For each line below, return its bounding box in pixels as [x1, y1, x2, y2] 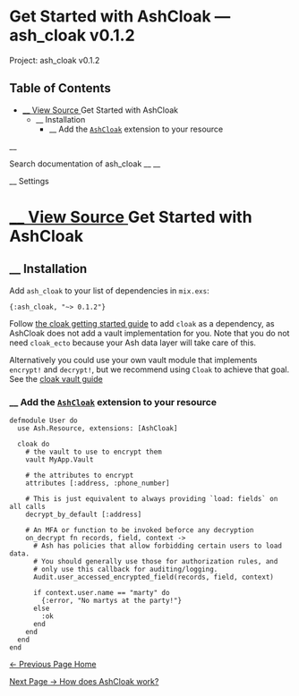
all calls [9, 503, 47, 512]
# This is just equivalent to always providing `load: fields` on [25, 495, 278, 504]
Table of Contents [9, 81, 112, 96]
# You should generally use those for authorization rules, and [32, 557, 278, 566]
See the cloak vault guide [9, 373, 103, 384]
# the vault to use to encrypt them [25, 447, 163, 457]
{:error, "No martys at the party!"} [41, 597, 182, 606]
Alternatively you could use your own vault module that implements [9, 354, 258, 365]
